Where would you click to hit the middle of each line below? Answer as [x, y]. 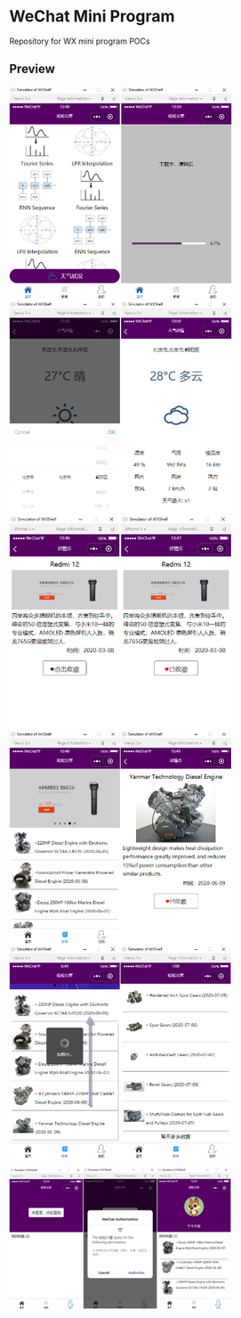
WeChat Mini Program [92, 16]
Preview [32, 69]
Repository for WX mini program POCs [80, 41]
